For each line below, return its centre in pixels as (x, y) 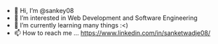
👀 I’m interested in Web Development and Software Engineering (105, 18)
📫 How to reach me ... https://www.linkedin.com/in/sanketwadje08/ (112, 33)
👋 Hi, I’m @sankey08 (44, 11)
